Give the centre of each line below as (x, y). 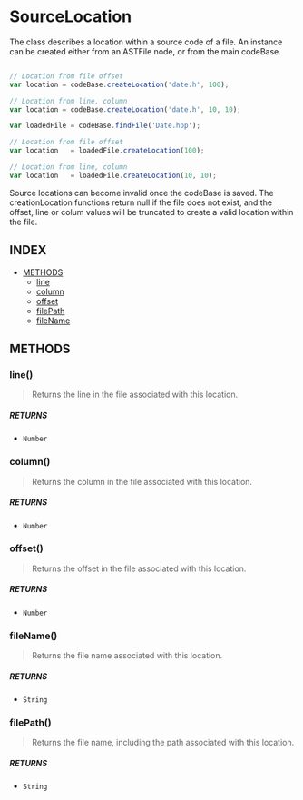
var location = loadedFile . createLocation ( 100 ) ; (107, 151)
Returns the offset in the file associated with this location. (139, 568)
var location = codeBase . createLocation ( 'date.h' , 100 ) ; (119, 84)
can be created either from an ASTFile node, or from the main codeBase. (145, 51)
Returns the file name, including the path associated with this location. (163, 743)
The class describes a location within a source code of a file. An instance (146, 42)
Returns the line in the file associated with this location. (135, 395)
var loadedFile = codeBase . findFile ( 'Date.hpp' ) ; (105, 126)
